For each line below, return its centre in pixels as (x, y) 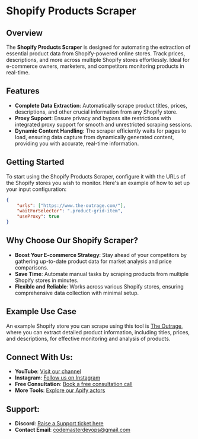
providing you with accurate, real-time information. (77, 143)
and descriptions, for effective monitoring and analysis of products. (88, 338)
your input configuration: (36, 189)
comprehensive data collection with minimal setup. (77, 293)
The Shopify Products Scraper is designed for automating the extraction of (98, 47)
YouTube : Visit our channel (48, 371)
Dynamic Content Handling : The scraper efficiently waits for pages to (100, 131)
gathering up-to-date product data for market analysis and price (93, 261)
